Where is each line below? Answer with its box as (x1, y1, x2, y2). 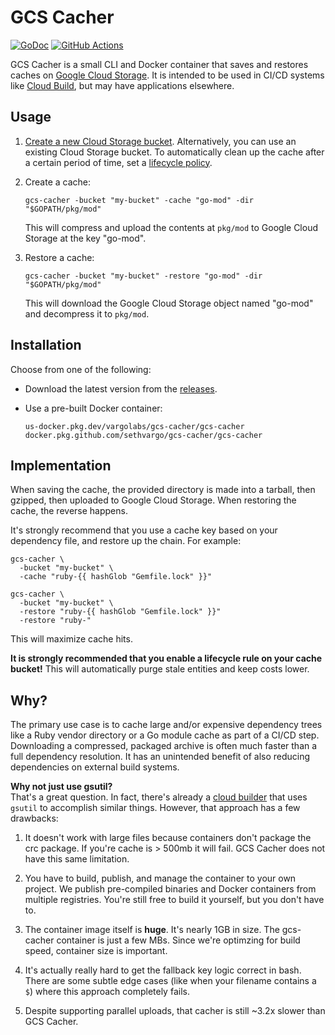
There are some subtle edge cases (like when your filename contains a (24, 975, 317, 987)
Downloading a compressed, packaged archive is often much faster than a (10, 740, 318, 752)
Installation (10, 337, 82, 354)
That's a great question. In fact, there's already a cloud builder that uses (10, 791, 308, 803)
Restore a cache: (24, 251, 95, 263)
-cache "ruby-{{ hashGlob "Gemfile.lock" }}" (19, 572, 213, 582)
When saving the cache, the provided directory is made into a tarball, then (10, 484, 316, 496)
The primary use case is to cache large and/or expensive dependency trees (10, 719, 323, 731)
